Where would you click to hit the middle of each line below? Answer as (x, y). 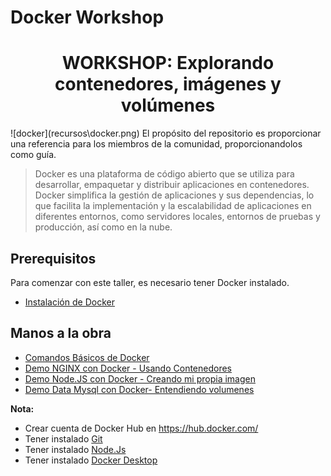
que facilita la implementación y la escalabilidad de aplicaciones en (173, 206)
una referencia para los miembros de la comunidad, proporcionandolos (156, 144)
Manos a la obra (61, 333)
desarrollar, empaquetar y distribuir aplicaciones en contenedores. (172, 185)
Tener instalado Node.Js (75, 449)
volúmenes (168, 105)
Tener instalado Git (63, 438)
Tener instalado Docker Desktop (91, 460)
